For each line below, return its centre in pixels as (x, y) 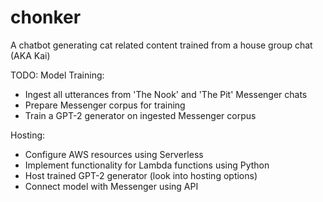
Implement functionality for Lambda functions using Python (147, 165)
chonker (46, 17)
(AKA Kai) (30, 55)
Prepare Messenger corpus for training (105, 105)
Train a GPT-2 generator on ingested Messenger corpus (140, 115)
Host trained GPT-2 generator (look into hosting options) (141, 175)
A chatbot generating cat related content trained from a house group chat (161, 45)
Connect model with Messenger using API (111, 186)
